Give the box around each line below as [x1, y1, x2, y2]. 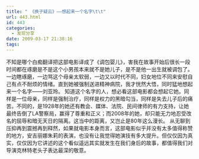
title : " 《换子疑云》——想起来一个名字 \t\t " [6, 8, 107, 15]
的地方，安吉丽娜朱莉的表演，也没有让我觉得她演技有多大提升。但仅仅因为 [6, 132, 188, 139]
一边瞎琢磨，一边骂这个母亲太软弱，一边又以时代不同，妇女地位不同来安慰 [6, 73, 188, 80]
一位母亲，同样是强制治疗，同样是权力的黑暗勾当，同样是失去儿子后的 [16, 95, 188, 102]
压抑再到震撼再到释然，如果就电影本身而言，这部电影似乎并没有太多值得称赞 [6, 124, 193, 131]
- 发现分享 [11, 31, 35, 37]
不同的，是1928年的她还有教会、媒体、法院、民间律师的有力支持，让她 [16, 102, 190, 110]
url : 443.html [6, 14, 41, 20]
